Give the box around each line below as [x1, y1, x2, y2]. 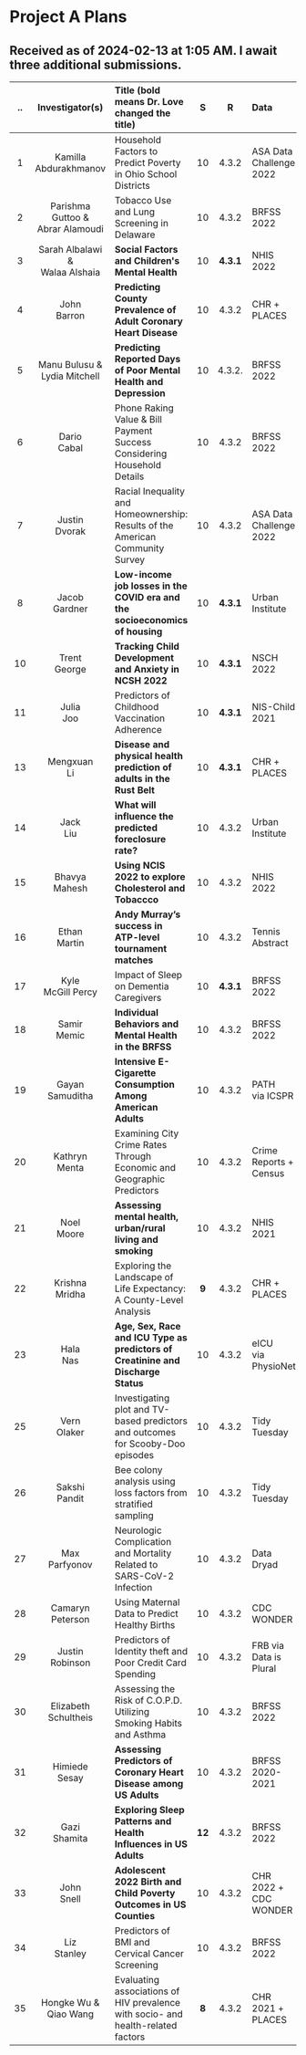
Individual [114, 1007, 159, 1018]
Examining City [114, 1127, 179, 1140]
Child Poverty [114, 1887, 176, 1899]
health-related [114, 2019, 178, 2031]
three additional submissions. [9, 57, 182, 72]
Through [114, 1150, 152, 1163]
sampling [114, 1509, 155, 1521]
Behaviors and [114, 1017, 179, 1030]
